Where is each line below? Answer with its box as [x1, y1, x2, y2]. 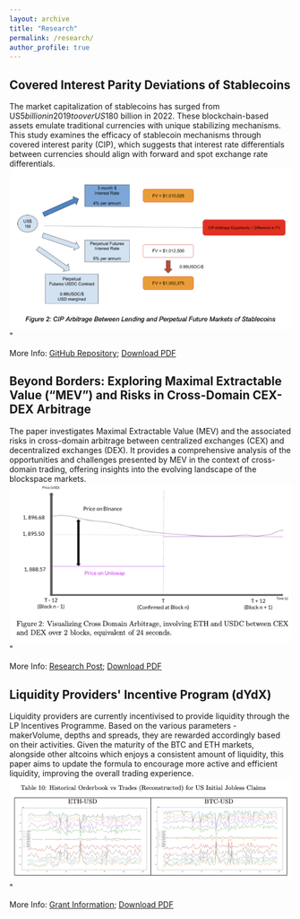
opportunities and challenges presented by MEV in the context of [9, 454, 250, 465]
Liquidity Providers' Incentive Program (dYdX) [9, 687, 271, 702]
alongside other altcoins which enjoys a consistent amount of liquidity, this [9, 749, 285, 760]
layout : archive [9, 14, 70, 23]
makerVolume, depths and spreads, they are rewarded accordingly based [9, 730, 280, 740]
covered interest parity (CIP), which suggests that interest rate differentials [9, 139, 285, 150]
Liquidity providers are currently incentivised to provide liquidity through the [9, 711, 290, 722]
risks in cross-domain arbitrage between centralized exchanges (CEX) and [9, 435, 285, 446]
